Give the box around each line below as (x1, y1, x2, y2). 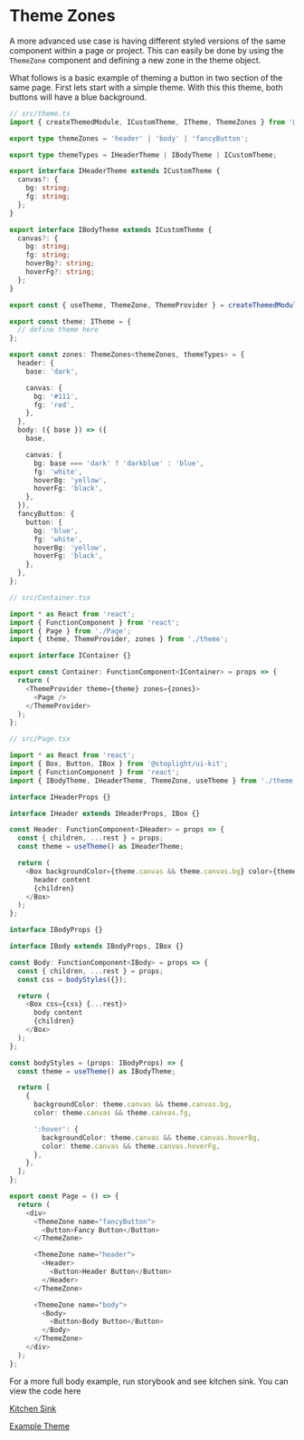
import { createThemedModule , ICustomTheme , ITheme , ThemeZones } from (9, 117, 285, 127)
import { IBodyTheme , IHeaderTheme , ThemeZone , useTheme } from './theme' (9, 776, 298, 785)
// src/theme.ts (9, 109, 71, 118)
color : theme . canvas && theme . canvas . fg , (33, 1108, 193, 1118)
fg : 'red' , (33, 400, 75, 409)
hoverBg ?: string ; (25, 259, 95, 268)
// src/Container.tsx (9, 593, 91, 602)
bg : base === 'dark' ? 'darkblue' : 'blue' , (33, 459, 204, 468)
